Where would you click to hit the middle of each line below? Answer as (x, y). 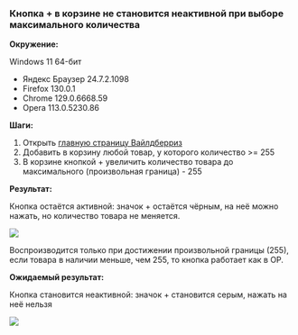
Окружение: (34, 44)
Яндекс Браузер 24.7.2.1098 (75, 79)
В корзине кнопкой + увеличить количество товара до (128, 162)
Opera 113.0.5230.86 (61, 108)
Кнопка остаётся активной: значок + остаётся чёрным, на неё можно (144, 206)
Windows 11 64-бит (46, 62)
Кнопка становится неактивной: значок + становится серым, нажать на (148, 294)
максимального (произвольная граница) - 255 (112, 172)
